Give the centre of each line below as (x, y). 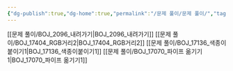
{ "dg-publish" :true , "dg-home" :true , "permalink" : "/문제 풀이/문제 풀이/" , (111, 13)
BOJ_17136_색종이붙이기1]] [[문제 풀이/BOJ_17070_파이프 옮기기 (115, 51)
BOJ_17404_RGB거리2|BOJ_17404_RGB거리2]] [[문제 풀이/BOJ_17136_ (112, 43)
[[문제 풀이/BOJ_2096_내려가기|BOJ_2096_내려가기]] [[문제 (89, 34)
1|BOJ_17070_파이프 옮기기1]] (47, 60)
